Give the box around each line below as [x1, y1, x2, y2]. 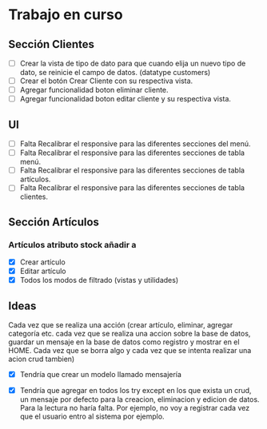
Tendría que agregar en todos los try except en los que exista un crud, [19, 386, 252, 395]
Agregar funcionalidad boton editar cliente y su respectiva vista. [19, 94, 232, 104]
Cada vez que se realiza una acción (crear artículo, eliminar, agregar [8, 320, 233, 329]
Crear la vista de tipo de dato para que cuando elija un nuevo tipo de [19, 58, 246, 68]
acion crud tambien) [8, 354, 75, 363]
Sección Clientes [8, 38, 94, 51]
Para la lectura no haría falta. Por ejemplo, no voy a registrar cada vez [19, 403, 250, 413]
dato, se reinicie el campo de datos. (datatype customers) [19, 68, 211, 77]
